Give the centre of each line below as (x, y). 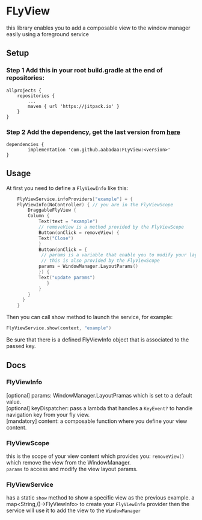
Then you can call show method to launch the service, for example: (90, 317)
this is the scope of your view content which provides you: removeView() (95, 456)
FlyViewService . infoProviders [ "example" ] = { (75, 199)
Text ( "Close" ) (56, 238)
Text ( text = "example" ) (68, 221)
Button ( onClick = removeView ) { (79, 233)
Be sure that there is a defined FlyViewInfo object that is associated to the (98, 340)
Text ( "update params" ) (67, 277)
